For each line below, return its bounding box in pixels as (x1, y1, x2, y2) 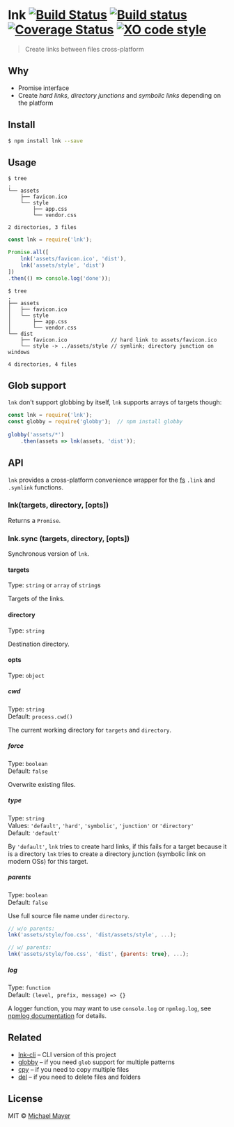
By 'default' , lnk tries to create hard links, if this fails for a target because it (8, 842, 227, 850)
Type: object (8, 671, 45, 679)
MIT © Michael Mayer (8, 1111, 71, 1120)
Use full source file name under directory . (8, 911, 130, 920)
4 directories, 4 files (8, 360, 77, 368)
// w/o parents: (8, 925, 55, 932)
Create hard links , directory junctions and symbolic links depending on (17, 91, 221, 99)
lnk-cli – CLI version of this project (17, 1050, 117, 1059)
